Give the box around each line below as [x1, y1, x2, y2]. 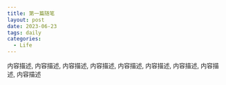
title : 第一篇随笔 [7, 10, 55, 17]
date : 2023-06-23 [7, 23, 57, 29]
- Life [13, 42, 32, 49]
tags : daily [7, 29, 41, 36]
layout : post [7, 16, 45, 23]
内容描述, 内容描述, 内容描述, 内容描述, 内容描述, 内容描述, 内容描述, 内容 [7, 62, 213, 69]
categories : [7, 36, 41, 42]
